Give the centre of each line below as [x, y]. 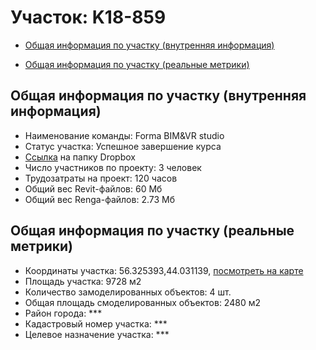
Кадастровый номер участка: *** [96, 323]
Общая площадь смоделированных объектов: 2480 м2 [142, 302]
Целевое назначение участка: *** [97, 334]
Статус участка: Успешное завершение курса [123, 146]
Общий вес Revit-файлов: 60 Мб [93, 188]
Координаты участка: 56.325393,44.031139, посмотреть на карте [164, 270]
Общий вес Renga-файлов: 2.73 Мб [99, 199]
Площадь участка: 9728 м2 [83, 281]
